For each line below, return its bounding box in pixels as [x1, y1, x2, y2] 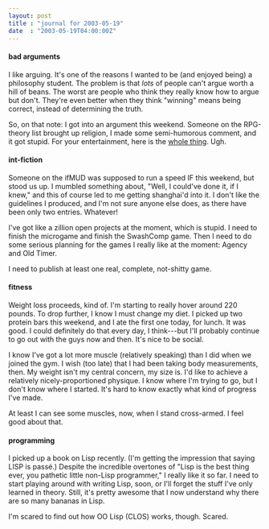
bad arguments [8, 52, 60, 61]
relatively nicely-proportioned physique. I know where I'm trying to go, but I [8, 375, 258, 385]
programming [8, 436, 55, 445]
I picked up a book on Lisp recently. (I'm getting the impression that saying [8, 453, 255, 463]
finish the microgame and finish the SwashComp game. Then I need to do [8, 231, 252, 241]
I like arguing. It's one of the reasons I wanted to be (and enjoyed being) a [8, 69, 253, 79]
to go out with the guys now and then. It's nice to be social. [8, 334, 204, 344]
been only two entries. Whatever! [8, 207, 119, 217]
